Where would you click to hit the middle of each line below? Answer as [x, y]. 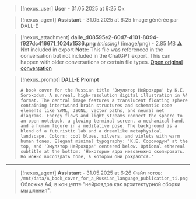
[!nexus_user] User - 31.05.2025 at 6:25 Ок [72, 8]
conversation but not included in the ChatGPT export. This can [95, 56]
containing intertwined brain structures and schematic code [96, 106]
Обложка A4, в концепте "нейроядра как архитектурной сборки [100, 184]
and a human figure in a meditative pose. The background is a [99, 126]
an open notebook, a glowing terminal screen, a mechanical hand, [103, 121]
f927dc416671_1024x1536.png [58, 43]
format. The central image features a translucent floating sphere [104, 100]
